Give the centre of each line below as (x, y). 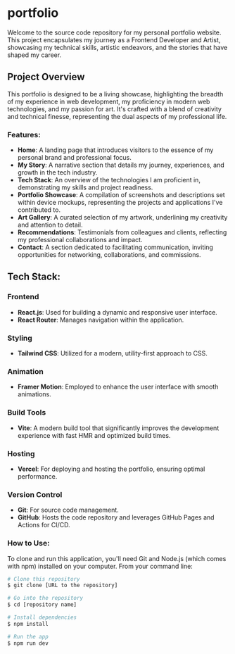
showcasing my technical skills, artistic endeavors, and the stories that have (118, 47)
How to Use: (28, 543)
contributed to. (39, 210)
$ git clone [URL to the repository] (63, 586)
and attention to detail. (50, 225)
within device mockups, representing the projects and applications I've (120, 203)
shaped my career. (34, 55)
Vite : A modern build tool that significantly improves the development (118, 428)
